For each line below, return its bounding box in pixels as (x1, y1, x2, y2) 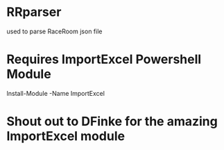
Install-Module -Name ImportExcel (6, 89, 105, 97)
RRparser (6, 4, 62, 20)
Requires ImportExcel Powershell (6, 51, 202, 67)
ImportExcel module (6, 128, 126, 144)
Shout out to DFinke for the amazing (6, 114, 218, 129)
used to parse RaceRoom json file (6, 27, 103, 35)
